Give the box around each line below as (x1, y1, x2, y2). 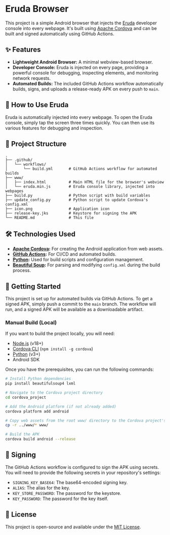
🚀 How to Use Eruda (5, 101, 69, 109)
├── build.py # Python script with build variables (5, 193, 151, 198)
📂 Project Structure (5, 139, 67, 148)
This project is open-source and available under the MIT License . (5, 524, 141, 530)
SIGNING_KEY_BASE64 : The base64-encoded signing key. (12, 479, 128, 485)
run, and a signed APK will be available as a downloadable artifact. (5, 306, 144, 312)
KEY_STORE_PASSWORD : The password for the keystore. (12, 490, 121, 496)
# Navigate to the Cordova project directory (5, 390, 103, 395)
